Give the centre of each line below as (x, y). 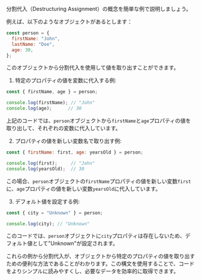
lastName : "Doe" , (33, 44)
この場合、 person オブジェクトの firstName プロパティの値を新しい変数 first (99, 181)
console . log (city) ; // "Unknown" (48, 224)
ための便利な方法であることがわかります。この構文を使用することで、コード (100, 264)
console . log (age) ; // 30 (44, 108)
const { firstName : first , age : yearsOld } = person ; (75, 152)
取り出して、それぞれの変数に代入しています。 (64, 128)
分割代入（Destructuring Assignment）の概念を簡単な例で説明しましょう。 (99, 9)
